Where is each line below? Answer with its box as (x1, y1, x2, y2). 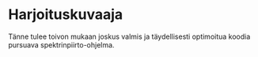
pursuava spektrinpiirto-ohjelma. (8, 40, 115, 49)
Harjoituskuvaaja (8, 6, 123, 24)
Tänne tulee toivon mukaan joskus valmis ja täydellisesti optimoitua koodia (8, 32, 251, 41)
